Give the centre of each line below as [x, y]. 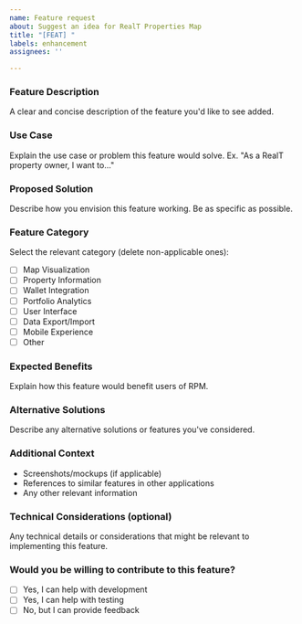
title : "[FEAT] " [42, 35]
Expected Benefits [51, 366]
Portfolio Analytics [57, 301]
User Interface [50, 311]
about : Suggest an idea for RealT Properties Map [106, 26]
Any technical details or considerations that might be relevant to [130, 536]
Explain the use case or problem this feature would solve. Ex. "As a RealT [147, 155]
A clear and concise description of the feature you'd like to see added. [142, 111]
